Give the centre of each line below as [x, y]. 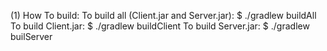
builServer [31, 36]
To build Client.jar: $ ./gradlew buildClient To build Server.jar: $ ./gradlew [160, 26]
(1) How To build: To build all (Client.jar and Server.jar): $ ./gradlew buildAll [163, 15]
